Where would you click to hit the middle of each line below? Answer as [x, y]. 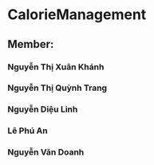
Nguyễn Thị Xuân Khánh [56, 67]
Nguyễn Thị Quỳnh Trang [57, 88]
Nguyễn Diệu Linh [43, 109]
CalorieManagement [77, 15]
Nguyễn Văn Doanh [46, 152]
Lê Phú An [28, 131]
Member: [31, 44]
